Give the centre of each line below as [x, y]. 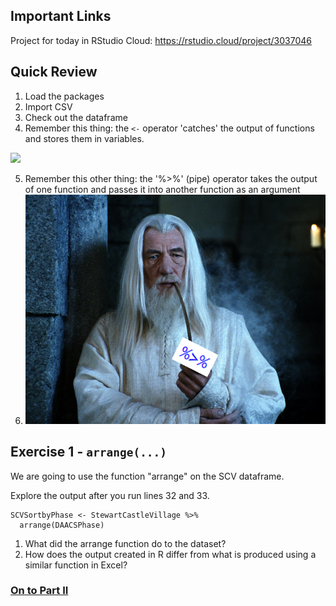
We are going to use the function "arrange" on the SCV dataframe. [147, 476]
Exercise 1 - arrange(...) [89, 452]
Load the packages [64, 96]
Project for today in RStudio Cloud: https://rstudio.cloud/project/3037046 [161, 40]
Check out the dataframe [76, 117]
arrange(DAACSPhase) [62, 525]
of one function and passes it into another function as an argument [162, 189]
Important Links [61, 16]
